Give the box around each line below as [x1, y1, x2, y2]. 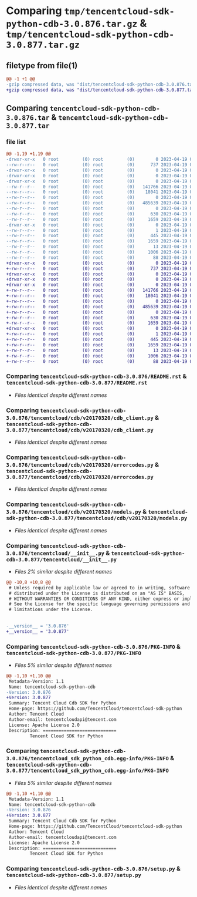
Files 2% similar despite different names [14, 568, 113, 575]
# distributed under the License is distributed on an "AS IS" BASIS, [8, 590, 185, 596]
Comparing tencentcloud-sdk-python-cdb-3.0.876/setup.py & [6, 865, 181, 873]
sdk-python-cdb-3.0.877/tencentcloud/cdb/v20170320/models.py [6, 515, 188, 522]
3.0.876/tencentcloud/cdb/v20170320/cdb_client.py [6, 414, 154, 421]
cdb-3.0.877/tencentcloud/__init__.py [6, 556, 117, 563]
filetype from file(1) [6, 60, 78, 70]
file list [6, 137, 26, 146]
